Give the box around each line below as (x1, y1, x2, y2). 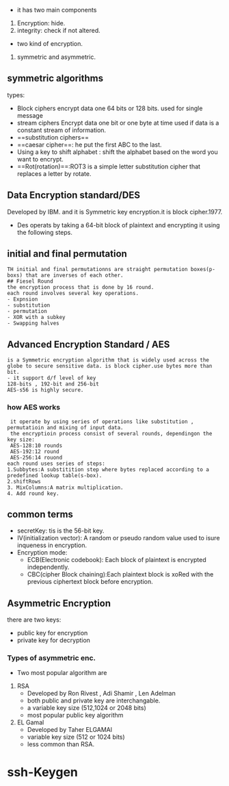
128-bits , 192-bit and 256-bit (7, 381, 99, 388)
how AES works (7, 403, 60, 412)
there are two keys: (7, 616, 62, 624)
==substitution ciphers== (16, 133, 89, 141)
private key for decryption (16, 636, 91, 644)
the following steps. (16, 228, 73, 236)
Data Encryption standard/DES (7, 190, 140, 201)
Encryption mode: (16, 548, 68, 557)
